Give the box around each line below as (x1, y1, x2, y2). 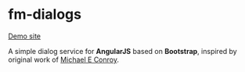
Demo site (8, 31, 41, 41)
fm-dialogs (8, 5, 82, 23)
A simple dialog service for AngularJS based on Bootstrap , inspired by (8, 46, 237, 56)
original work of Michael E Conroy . (8, 55, 120, 64)
